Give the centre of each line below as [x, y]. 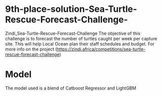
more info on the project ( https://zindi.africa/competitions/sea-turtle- [75, 49]
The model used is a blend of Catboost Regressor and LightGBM [71, 88]
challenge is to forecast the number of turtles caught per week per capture [81, 39]
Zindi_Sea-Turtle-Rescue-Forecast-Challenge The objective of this [73, 33]
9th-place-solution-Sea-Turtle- [71, 9]
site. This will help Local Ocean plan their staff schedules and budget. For [80, 44]
